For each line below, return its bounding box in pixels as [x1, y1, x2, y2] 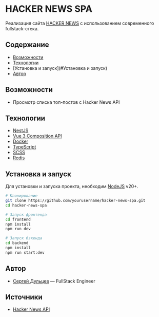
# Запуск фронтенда [5, 212, 47, 217]
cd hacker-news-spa [5, 202, 47, 208]
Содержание [5, 41, 50, 49]
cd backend [5, 240, 29, 246]
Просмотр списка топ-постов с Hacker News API [12, 99, 120, 105]
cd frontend [5, 217, 31, 222]
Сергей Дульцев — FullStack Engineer [12, 278, 96, 284]
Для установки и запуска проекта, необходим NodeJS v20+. [5, 183, 138, 190]
